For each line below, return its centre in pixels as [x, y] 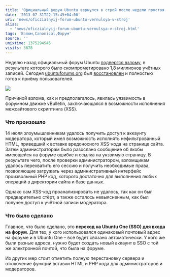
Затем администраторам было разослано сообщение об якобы [74, 149]
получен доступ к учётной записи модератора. [57, 202]
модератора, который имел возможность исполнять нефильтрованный [83, 138]
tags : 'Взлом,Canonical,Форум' [38, 34]
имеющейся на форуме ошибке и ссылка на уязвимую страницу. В [78, 155]
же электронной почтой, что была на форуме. [55, 248]
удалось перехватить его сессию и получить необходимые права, [78, 165]
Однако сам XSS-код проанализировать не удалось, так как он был [79, 191]
